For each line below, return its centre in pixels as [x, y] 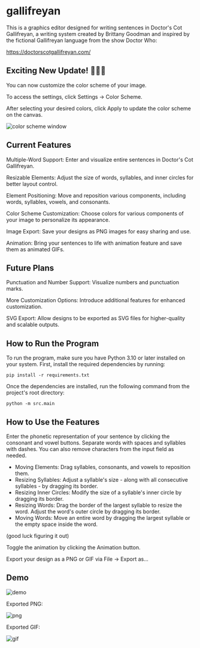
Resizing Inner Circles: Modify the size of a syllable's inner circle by [98, 492]
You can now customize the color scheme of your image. [76, 85]
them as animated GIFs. [35, 249]
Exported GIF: [23, 627]
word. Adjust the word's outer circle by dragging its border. [88, 512]
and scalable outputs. [33, 325]
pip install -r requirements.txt [48, 375]
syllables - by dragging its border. [57, 486]
